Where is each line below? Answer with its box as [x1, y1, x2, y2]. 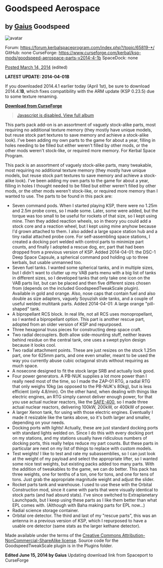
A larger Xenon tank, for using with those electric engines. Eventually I [12, 409, 153, 415]
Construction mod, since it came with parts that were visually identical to [12, 487, 158, 493]
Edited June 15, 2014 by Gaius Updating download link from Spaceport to [5, 552, 153, 558]
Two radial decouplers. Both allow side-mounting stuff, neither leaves [12, 332, 152, 337]
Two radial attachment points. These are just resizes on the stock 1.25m [12, 347, 156, 353]
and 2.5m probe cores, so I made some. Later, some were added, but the [12, 208, 158, 213]
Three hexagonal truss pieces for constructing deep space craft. [12, 327, 142, 332]
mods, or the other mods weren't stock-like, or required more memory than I [5, 188, 158, 194]
